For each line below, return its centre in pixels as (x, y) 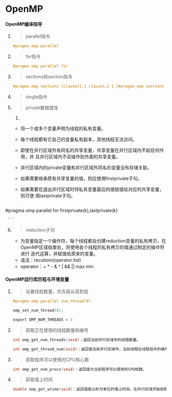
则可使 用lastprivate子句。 (48, 196)
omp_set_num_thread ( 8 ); (38, 310)
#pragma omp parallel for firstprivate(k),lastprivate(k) (61, 211)
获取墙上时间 (39, 380)
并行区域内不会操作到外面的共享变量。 (80, 157)
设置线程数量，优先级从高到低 (57, 291)
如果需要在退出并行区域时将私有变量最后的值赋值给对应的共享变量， (92, 190)
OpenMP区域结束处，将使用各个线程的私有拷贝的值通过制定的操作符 (92, 247)
